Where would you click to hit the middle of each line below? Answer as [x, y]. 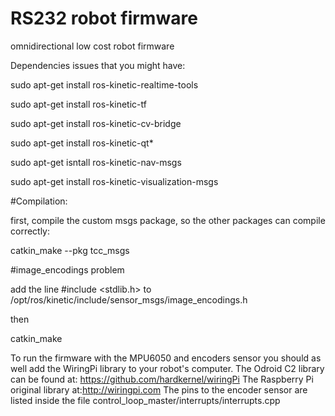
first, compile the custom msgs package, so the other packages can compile [168, 220]
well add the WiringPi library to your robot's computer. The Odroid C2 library [167, 368]
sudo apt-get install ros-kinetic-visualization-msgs [114, 181]
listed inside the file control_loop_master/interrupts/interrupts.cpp [145, 400]
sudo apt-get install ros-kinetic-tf [78, 104]
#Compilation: [39, 201]
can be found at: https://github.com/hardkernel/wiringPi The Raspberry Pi [162, 379]
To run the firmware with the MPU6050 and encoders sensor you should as [166, 358]
